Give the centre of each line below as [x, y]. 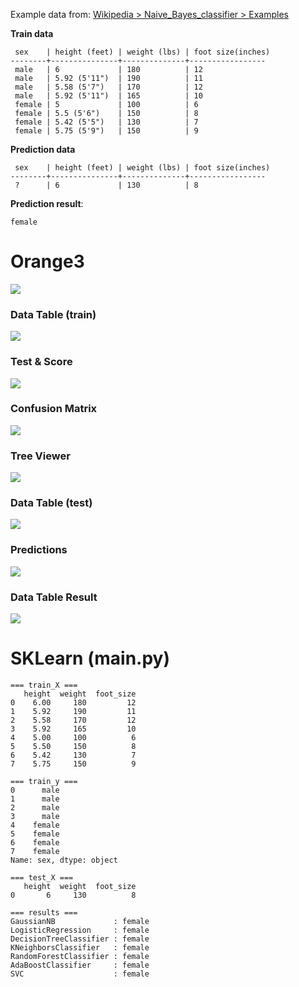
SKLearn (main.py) [90, 658]
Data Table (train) [53, 314]
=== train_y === [44, 781]
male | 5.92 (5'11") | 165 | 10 [108, 96]
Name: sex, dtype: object [64, 860]
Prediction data [43, 149]
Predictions [39, 550]
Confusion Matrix [54, 409]
